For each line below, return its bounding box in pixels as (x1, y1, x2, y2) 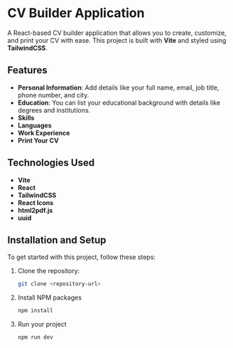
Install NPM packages (17, 293, 82, 302)
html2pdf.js (17, 206, 53, 214)
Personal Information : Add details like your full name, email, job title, (17, 83, 220, 92)
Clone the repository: (17, 267, 80, 275)
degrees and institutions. (17, 105, 91, 115)
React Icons (17, 198, 54, 207)
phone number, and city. (17, 90, 90, 99)
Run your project (17, 320, 67, 329)
